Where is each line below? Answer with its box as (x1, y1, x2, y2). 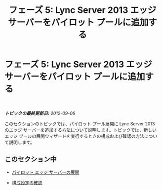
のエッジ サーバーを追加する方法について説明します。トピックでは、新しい (4, 127, 157, 133)
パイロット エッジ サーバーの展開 (11, 169, 80, 175)
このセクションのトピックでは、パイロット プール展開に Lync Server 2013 (4, 120, 155, 126)
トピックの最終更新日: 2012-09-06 (4, 110, 76, 116)
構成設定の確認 (11, 180, 42, 186)
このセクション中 (4, 155, 57, 163)
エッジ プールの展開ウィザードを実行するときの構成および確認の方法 (4, 133, 144, 139)
